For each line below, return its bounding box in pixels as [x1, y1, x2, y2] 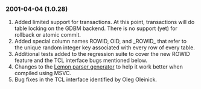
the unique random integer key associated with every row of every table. [14, 44, 196, 51]
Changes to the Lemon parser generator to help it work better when [14, 63, 183, 70]
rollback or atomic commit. [14, 31, 81, 38]
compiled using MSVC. [14, 70, 72, 77]
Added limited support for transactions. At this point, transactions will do [14, 19, 195, 26]
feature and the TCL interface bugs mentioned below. [14, 57, 148, 64]
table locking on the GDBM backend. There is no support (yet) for [14, 25, 177, 32]
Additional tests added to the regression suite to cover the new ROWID [14, 51, 191, 58]
